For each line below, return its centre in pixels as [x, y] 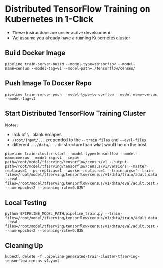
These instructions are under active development [61, 32]
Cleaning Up [24, 245]
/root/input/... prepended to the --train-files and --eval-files [79, 140]
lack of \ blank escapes [37, 135]
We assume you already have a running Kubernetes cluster [71, 38]
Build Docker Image [35, 53]
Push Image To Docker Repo [49, 83]
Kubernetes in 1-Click [49, 19]
